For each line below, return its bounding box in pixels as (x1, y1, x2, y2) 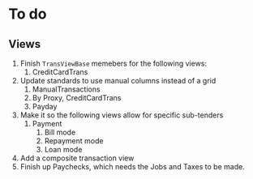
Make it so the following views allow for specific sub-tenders (19, 110, 224, 120)
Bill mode (44, 127, 76, 137)
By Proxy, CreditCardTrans (32, 93, 122, 102)
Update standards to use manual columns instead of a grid (19, 76, 217, 85)
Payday (32, 102, 58, 111)
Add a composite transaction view (19, 153, 135, 163)
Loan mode (44, 145, 83, 154)
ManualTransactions (32, 84, 101, 94)
